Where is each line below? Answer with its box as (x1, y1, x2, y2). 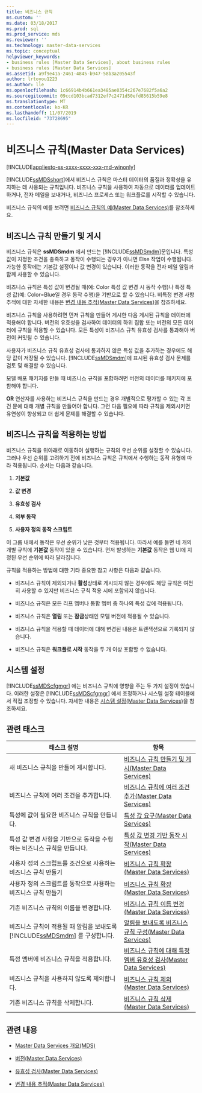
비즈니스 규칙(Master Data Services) (6, 143, 185, 157)
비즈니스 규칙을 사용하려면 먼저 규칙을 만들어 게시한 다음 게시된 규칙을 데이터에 (6, 311, 191, 318)
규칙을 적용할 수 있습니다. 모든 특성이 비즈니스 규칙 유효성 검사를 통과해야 (17, 326, 189, 334)
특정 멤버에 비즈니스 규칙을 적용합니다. (9, 955, 112, 963)
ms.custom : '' (6, 14, 42, 21)
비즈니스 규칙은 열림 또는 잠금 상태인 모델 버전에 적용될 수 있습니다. (14, 612, 171, 619)
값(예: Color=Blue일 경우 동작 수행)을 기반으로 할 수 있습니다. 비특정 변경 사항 (12, 291, 195, 298)
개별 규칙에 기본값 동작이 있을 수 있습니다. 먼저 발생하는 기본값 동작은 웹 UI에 (6, 546, 186, 553)
